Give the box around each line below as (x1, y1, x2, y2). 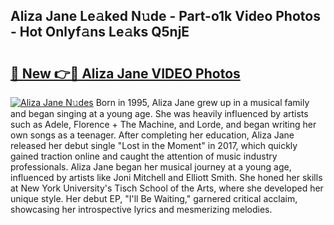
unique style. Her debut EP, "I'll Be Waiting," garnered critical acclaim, (10, 193, 298, 204)
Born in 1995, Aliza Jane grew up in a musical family (95, 97, 310, 108)
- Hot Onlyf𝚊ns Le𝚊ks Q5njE (10, 24, 190, 41)
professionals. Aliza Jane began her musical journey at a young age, (10, 161, 292, 173)
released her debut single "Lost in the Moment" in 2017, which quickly (10, 140, 298, 151)
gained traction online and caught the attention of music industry (10, 150, 278, 162)
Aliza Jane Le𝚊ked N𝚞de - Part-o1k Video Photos (10, 8, 321, 25)
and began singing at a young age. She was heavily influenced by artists (10, 108, 309, 119)
